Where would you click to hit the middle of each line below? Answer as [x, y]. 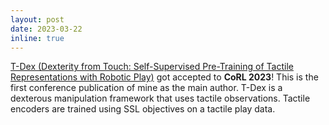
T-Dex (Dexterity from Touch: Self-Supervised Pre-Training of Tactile [152, 67]
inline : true [37, 38]
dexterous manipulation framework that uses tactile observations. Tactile [160, 98]
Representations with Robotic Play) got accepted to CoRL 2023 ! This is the [164, 77]
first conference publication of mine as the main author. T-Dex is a [146, 88]
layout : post [37, 19]
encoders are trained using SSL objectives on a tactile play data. [143, 109]
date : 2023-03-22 [46, 29]
